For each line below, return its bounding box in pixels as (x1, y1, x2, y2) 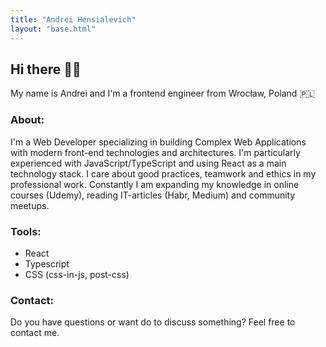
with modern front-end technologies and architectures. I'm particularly (10, 146, 301, 158)
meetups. (10, 199, 50, 211)
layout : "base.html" (10, 24, 97, 34)
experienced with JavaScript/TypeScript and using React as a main (10, 157, 287, 169)
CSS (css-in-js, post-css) (24, 268, 130, 280)
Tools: (10, 224, 42, 238)
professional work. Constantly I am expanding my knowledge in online (10, 178, 300, 190)
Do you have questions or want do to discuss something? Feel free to (10, 316, 296, 328)
